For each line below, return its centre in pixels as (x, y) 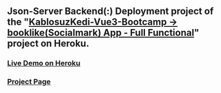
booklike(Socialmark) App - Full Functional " (103, 33)
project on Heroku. (48, 44)
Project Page (29, 82)
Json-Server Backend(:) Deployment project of (110, 11)
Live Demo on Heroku (44, 63)
